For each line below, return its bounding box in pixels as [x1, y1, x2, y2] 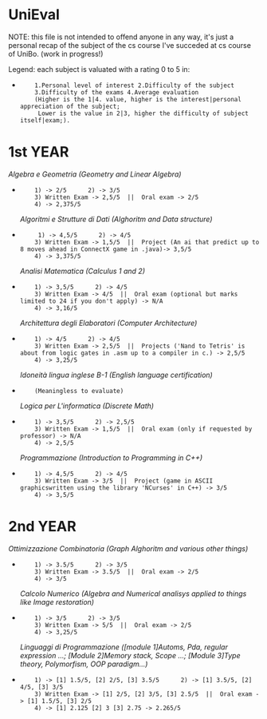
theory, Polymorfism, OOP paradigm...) [19, 659, 148, 669]
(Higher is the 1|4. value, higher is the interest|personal [34, 95, 241, 103]
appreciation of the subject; [19, 102, 121, 110]
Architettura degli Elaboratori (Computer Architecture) [19, 318, 198, 328]
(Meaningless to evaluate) [34, 387, 124, 395]
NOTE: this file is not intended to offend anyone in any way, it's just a [8, 32, 234, 42]
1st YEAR [8, 143, 69, 161]
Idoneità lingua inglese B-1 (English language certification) [19, 370, 213, 379]
